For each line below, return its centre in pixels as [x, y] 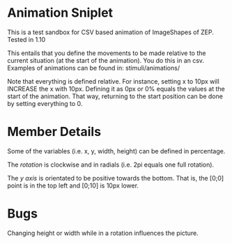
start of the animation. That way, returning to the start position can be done [115, 96]
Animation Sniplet [60, 13]
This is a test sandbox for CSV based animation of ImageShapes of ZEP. [110, 32]
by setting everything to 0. [45, 103]
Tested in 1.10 [26, 39]
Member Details [54, 132]
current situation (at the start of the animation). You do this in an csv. [106, 60]
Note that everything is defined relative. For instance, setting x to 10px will [113, 81]
